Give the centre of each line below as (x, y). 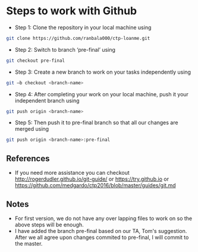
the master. (29, 243)
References (28, 158)
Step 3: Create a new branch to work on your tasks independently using (103, 72)
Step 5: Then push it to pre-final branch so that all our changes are (96, 122)
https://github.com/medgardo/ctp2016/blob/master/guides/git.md (95, 185)
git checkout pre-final (36, 61)
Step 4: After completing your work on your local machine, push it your (102, 94)
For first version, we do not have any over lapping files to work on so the (103, 218)
